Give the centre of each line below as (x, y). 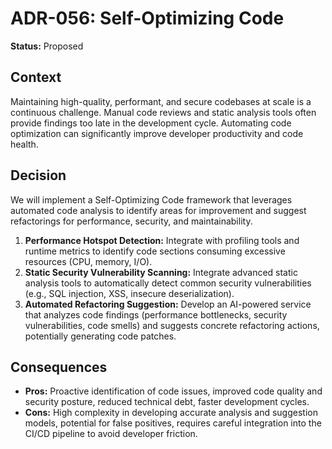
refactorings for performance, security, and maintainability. (131, 221)
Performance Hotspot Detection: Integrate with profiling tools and (162, 240)
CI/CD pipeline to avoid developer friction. (111, 434)
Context (36, 77)
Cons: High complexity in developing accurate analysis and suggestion (171, 413)
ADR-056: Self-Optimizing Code (147, 18)
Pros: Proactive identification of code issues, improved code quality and (173, 391)
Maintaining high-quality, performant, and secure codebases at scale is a (161, 101)
